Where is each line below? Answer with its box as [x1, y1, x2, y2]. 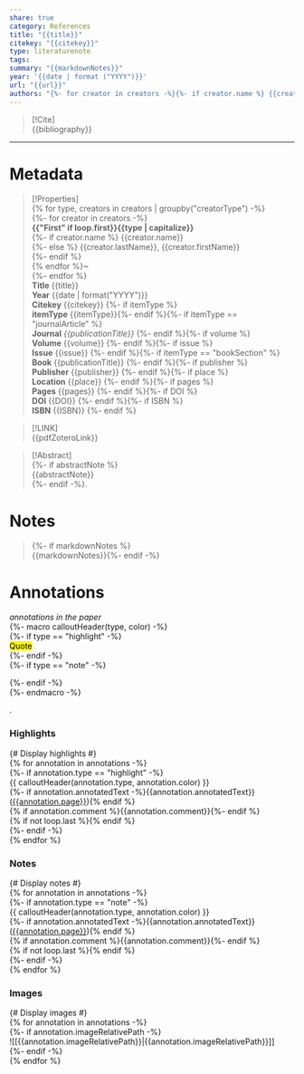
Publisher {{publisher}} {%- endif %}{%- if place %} [31, 367, 229, 378]
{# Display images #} [9, 1007, 88, 1019]
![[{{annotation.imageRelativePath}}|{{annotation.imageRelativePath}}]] [9, 1036, 275, 1047]
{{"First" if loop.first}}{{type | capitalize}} [31, 223, 195, 234]
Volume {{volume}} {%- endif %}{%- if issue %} [31, 338, 214, 349]
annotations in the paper [9, 612, 102, 623]
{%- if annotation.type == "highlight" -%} [9, 767, 165, 778]
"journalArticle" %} [31, 319, 103, 330]
